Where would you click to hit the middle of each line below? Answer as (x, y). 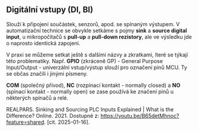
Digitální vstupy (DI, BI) (50, 10)
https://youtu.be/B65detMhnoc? (140, 116)
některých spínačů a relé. (37, 98)
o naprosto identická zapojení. (43, 43)
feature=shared (25, 122)
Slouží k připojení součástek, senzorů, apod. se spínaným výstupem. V (93, 24)
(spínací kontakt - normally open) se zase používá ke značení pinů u (90, 91)
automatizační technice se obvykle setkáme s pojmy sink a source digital (97, 30)
